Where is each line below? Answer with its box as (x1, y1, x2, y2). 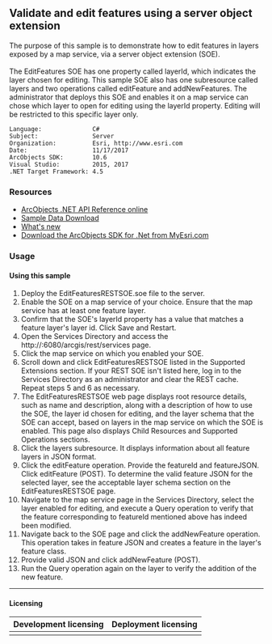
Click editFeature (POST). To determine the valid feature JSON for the (20, 469, 253, 479)
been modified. (20, 521, 72, 531)
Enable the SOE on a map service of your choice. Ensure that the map (20, 297, 253, 307)
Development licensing (13, 619, 104, 630)
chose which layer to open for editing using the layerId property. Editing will (9, 100, 261, 110)
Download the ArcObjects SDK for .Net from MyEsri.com (20, 231, 209, 240)
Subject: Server (9, 132, 115, 140)
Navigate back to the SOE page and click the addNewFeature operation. (20, 529, 261, 539)
